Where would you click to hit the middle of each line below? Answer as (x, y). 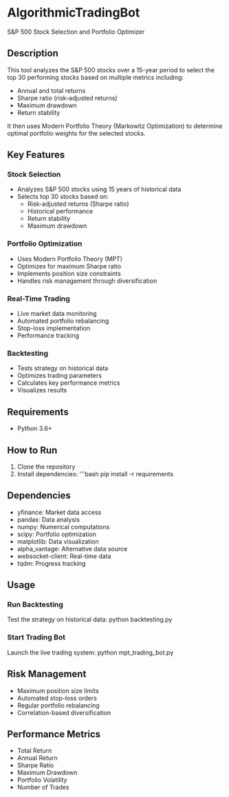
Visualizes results (42, 390)
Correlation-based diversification (64, 712)
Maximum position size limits (58, 690)
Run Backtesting (35, 605)
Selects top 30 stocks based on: (63, 197)
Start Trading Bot (36, 637)
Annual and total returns (51, 90)
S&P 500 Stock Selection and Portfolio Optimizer (76, 32)
